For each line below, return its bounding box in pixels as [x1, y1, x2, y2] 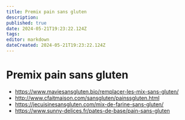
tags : [6, 31, 20, 37]
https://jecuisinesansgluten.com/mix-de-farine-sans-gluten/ [14, 100, 164, 108]
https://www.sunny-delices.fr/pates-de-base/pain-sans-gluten [14, 107, 171, 114]
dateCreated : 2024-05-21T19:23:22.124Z [6, 43, 106, 49]
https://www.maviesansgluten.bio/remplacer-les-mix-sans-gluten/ [14, 88, 179, 95]
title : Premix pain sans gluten [6, 8, 87, 15]
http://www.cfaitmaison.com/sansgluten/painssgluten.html [14, 94, 160, 101]
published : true [6, 20, 47, 26]
